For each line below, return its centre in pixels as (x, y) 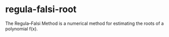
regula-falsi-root (41, 9)
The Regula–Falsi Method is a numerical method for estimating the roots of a (84, 23)
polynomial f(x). (21, 28)
